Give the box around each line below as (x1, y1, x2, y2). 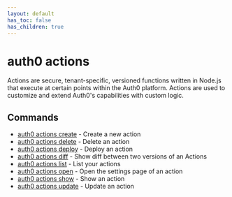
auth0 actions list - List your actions (17, 160, 121, 168)
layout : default (7, 10, 55, 17)
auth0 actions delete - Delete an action (17, 138, 130, 146)
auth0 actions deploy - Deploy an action (17, 145, 133, 154)
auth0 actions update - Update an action (17, 182, 135, 191)
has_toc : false (7, 17, 52, 24)
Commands (7, 111, 59, 123)
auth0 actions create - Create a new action (17, 130, 141, 138)
